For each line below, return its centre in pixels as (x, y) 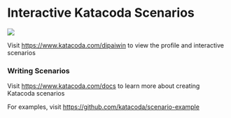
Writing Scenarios (38, 71)
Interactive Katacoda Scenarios (101, 13)
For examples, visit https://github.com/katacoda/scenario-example (103, 107)
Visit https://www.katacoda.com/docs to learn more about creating (104, 86)
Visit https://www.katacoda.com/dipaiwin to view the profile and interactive (115, 45)
